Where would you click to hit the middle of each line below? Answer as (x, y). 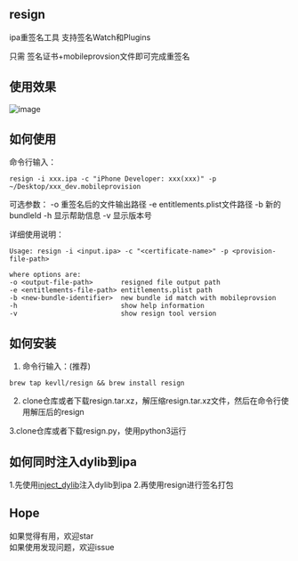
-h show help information (107, 306)
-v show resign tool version (113, 314)
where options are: (45, 275)
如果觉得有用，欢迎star (52, 536)
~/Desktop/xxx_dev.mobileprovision (75, 187)
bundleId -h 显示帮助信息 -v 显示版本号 (81, 215)
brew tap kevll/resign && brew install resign (97, 383)
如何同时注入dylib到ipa (73, 462)
